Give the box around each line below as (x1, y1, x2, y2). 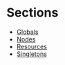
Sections (6, 5, 59, 21)
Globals (16, 28, 39, 36)
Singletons (16, 50, 48, 58)
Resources (16, 42, 48, 50)
